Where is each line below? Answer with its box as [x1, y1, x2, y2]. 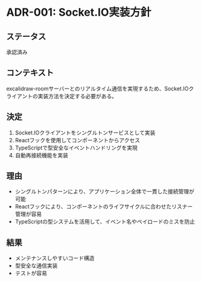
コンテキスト [6, 67, 54, 78]
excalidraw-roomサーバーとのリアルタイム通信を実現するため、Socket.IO [6, 85, 189, 92]
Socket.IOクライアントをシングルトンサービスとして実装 [14, 129, 156, 136]
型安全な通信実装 [14, 262, 58, 269]
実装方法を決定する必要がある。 [37, 92, 118, 99]
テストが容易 [14, 269, 47, 277]
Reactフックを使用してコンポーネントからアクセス [14, 136, 141, 143]
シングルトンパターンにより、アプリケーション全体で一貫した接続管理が [14, 188, 194, 195]
